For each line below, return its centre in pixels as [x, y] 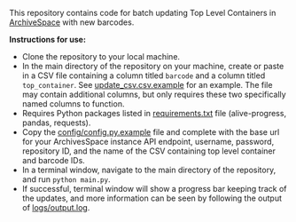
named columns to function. [73, 104]
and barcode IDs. [54, 160]
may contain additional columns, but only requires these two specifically [154, 94]
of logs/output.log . [56, 207]
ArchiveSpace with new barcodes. [72, 22]
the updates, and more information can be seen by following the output [152, 198]
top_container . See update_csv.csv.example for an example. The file [147, 85]
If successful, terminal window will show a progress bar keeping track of [154, 189]
